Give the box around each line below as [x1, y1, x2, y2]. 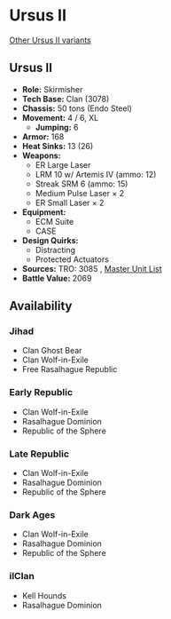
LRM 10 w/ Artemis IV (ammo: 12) [35, 169, 157, 179]
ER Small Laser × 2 [35, 197, 105, 208]
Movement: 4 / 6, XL [21, 112, 99, 123]
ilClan [9, 570, 35, 583]
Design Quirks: [21, 234, 79, 245]
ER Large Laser [35, 159, 91, 170]
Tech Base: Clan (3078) [21, 93, 110, 104]
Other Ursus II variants [9, 35, 91, 45]
